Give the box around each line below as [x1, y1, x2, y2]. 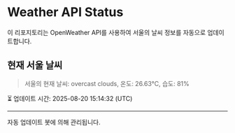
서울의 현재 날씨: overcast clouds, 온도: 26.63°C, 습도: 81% [24, 79, 190, 87]
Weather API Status [7, 4, 124, 20]
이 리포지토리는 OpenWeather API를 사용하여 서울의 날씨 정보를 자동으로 [7, 28, 206, 36]
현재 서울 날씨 [7, 59, 63, 71]
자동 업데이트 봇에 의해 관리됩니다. [7, 118, 101, 126]
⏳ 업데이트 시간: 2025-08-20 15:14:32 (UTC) [7, 94, 133, 102]
